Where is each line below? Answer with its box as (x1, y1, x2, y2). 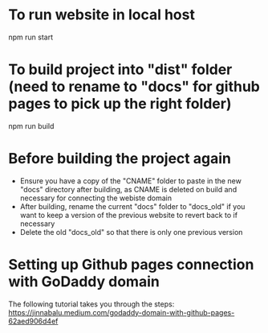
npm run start (8, 32, 54, 42)
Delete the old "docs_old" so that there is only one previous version (19, 227, 243, 236)
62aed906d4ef (8, 316, 59, 326)
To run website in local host (8, 6, 195, 24)
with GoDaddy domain (8, 273, 160, 290)
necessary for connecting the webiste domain (19, 193, 173, 203)
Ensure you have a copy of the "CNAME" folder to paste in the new (19, 175, 242, 186)
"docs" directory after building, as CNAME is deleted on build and (19, 184, 238, 194)
